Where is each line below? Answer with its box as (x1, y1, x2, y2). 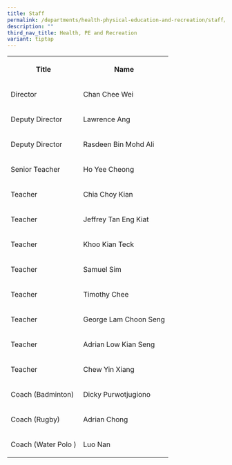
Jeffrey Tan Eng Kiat (82, 215, 149, 224)
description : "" (7, 23, 54, 30)
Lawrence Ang (82, 115, 130, 124)
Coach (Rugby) (10, 415, 60, 424)
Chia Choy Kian (82, 190, 133, 199)
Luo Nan (82, 439, 110, 449)
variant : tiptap (7, 36, 54, 43)
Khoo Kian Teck (82, 239, 135, 249)
